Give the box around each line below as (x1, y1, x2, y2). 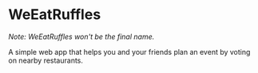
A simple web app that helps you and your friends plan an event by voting (8, 47, 251, 56)
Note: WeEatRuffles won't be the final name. (8, 32, 155, 41)
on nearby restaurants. (8, 56, 84, 65)
